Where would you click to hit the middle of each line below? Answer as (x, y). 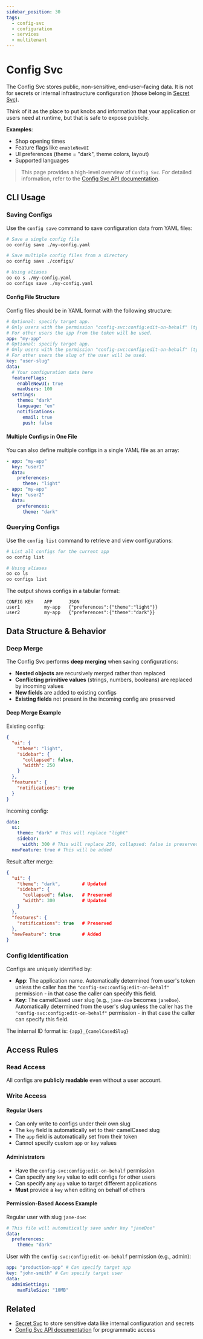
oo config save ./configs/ (40, 261)
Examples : (20, 129)
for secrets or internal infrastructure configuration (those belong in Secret (98, 93)
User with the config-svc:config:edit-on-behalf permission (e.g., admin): (99, 1257)
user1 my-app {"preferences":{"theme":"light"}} (82, 607)
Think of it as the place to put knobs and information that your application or (101, 111)
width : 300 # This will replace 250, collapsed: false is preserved (110, 845)
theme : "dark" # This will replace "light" (73, 833)
